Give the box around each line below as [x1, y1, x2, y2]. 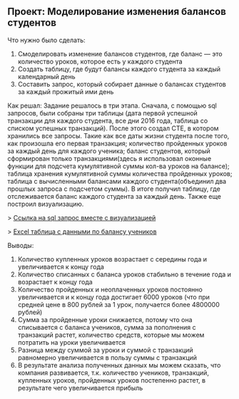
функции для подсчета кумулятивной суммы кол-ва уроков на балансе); [7, 162, 230, 170]
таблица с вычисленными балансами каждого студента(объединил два [7, 177, 227, 185]
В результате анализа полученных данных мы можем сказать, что [17, 361, 221, 369]
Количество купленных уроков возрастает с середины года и [17, 254, 208, 263]
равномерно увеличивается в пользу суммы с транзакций [17, 353, 198, 362]
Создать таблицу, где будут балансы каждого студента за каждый [17, 64, 221, 73]
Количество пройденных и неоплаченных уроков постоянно [17, 285, 203, 294]
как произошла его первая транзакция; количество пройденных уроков [7, 139, 228, 147]
